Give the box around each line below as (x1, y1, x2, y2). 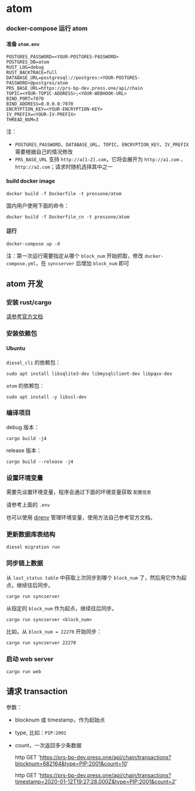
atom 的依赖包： (6, 382, 45, 389)
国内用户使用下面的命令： (6, 202, 69, 209)
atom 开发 (6, 279, 44, 289)
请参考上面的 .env (6, 501, 50, 508)
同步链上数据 (6, 559, 44, 568)
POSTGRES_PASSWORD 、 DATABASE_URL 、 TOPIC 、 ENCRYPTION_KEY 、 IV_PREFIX (14, 141, 189, 148)
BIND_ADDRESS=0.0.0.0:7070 (6, 101, 74, 107)
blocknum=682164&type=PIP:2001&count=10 (14, 760, 127, 767)
